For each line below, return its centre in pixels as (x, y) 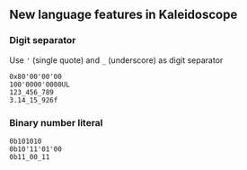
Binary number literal (56, 122)
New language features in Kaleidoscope (123, 15)
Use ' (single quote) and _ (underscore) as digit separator (116, 60)
